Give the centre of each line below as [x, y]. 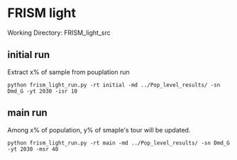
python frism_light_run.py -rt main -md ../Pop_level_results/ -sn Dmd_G [119, 143]
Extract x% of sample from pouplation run [68, 72]
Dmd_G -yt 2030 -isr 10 [43, 91]
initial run [29, 55]
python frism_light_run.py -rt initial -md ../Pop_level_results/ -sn [114, 85]
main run [27, 113]
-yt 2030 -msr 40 [33, 149]
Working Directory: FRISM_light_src [59, 33]
